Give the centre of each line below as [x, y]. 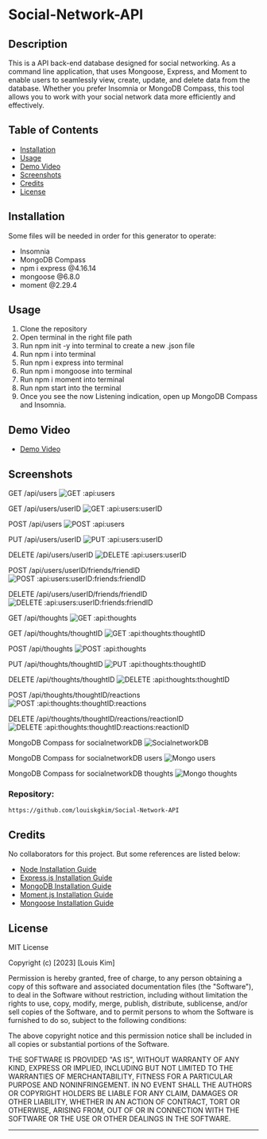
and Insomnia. [43, 405]
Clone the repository [53, 329]
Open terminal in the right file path [76, 337]
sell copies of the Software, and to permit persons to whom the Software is [131, 1012]
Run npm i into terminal [58, 354]
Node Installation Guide [58, 870]
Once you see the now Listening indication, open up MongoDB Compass [139, 397]
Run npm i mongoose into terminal [76, 371]
